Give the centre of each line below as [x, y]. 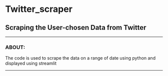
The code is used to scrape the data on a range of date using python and [80, 58]
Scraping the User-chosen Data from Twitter [76, 28]
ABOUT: [15, 47]
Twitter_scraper [39, 9]
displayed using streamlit [31, 64]
